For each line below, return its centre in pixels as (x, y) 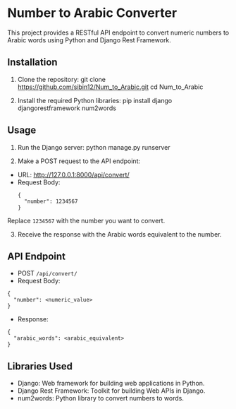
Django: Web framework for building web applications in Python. (111, 384)
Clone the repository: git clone (61, 79)
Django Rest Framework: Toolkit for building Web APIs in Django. (111, 391)
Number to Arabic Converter (92, 13)
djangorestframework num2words (67, 108)
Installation (32, 63)
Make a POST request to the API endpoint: (79, 161)
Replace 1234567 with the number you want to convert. (86, 220)
